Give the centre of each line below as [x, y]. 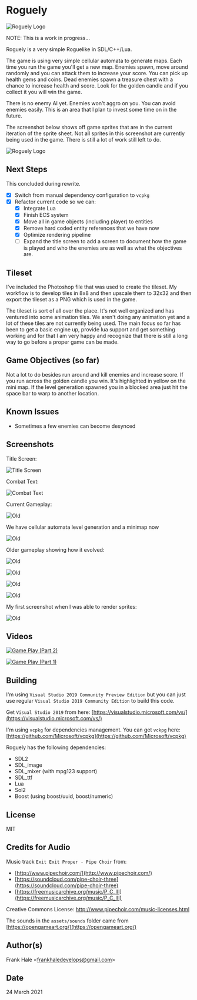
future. [14, 116]
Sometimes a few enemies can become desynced [75, 426]
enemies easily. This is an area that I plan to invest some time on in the [91, 109]
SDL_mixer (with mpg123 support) [56, 771]
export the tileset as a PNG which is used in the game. [71, 300]
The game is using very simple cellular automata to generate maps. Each [94, 61]
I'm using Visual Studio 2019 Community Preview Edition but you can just [96, 694]
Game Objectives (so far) [53, 360]
